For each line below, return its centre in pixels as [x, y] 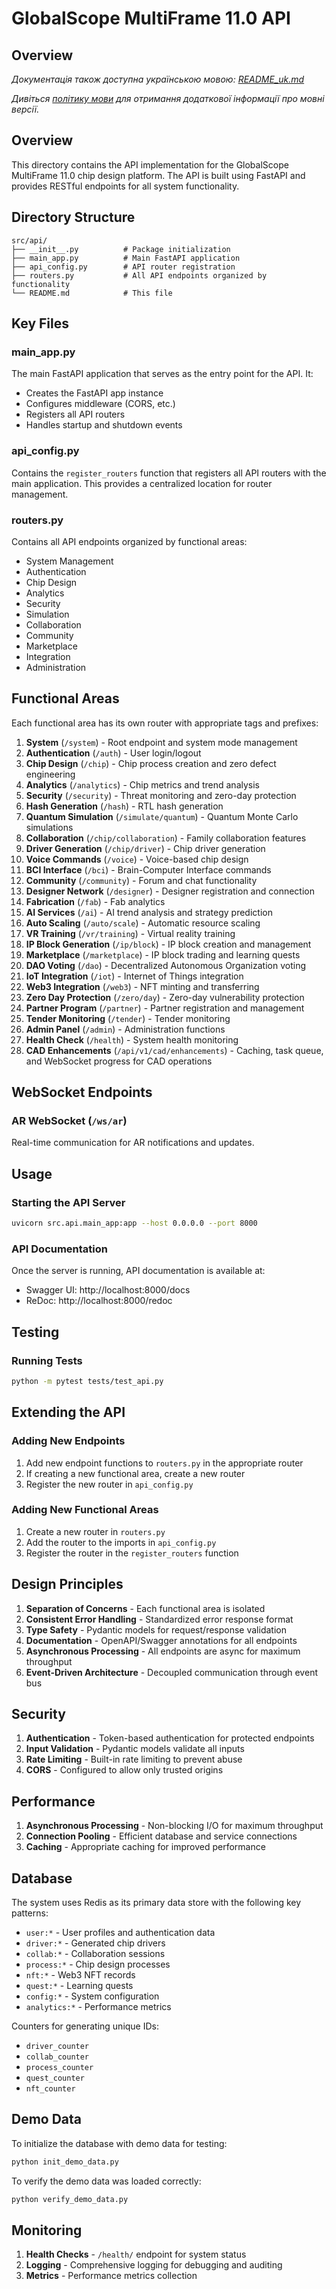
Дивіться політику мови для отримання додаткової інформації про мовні [168, 98]
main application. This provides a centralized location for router [142, 483]
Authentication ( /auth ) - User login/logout [113, 753]
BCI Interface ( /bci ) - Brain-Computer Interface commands [148, 869]
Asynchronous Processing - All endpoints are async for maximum [163, 1651]
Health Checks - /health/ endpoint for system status [136, 2254]
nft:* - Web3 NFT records [80, 1975]
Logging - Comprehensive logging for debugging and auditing [154, 2265]
